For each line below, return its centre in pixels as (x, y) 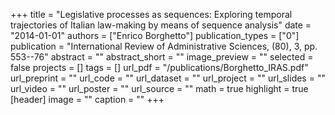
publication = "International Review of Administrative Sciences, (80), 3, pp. (164, 46)
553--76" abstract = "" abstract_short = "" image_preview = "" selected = (162, 57)
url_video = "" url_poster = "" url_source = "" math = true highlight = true (159, 88)
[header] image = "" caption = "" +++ (87, 99)
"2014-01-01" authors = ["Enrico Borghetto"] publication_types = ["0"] (155, 35)
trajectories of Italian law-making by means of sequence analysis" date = (161, 25)
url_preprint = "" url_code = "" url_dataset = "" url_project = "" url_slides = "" (168, 78)
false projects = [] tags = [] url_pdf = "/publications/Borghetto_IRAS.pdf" (159, 67)
